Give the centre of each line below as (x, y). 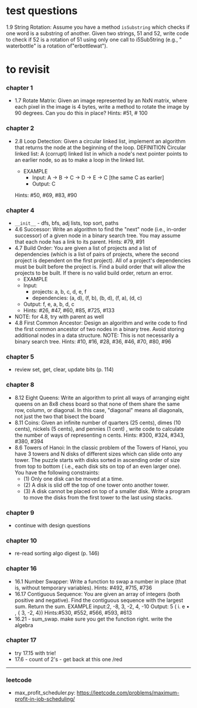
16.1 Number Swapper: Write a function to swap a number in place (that (100, 581)
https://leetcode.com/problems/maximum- (128, 693)
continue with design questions (52, 525)
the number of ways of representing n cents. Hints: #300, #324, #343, (99, 435)
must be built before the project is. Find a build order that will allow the (100, 267)
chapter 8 (20, 385)
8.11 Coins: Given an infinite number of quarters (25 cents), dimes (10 (98, 422)
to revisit (28, 70)
